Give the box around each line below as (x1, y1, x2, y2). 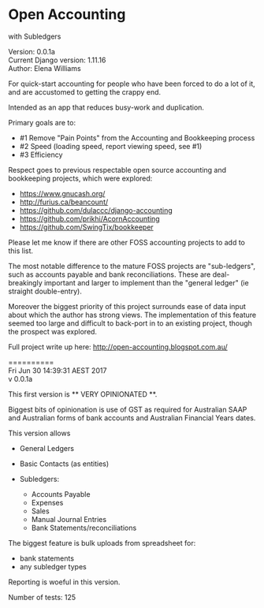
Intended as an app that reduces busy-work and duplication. (8, 103, 205, 112)
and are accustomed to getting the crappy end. (8, 87, 162, 96)
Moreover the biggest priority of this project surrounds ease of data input (8, 301, 247, 311)
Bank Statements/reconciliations (31, 523, 137, 532)
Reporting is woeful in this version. (8, 577, 121, 587)
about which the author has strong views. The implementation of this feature (8, 310, 257, 319)
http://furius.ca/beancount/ (19, 197, 109, 207)
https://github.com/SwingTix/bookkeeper (19, 222, 154, 232)
